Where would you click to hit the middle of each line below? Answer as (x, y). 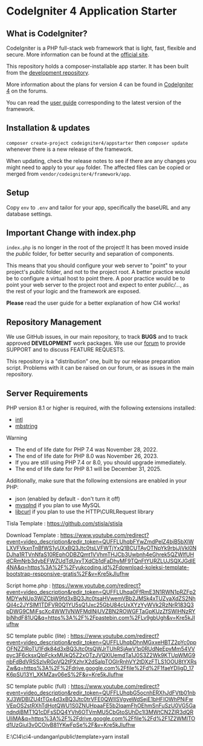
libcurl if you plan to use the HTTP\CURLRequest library (84, 512)
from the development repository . (48, 73)
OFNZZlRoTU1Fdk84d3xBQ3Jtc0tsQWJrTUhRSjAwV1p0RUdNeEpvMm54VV (101, 649)
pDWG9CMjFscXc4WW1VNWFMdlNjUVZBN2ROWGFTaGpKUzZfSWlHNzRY (101, 611)
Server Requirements (47, 393)
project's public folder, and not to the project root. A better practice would (98, 272)
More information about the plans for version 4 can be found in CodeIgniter (100, 84)
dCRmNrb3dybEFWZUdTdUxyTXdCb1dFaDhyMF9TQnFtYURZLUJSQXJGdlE (101, 561)
